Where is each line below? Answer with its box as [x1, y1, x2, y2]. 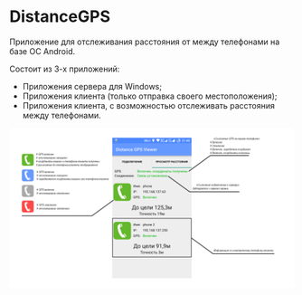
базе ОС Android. [9, 45, 75, 56]
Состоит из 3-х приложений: [9, 63, 120, 74]
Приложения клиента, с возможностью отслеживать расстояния [22, 100, 276, 110]
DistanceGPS [9, 6, 111, 27]
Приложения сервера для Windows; [22, 81, 163, 91]
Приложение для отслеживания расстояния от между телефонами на [9, 36, 280, 47]
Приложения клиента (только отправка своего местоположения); [22, 90, 278, 101]
